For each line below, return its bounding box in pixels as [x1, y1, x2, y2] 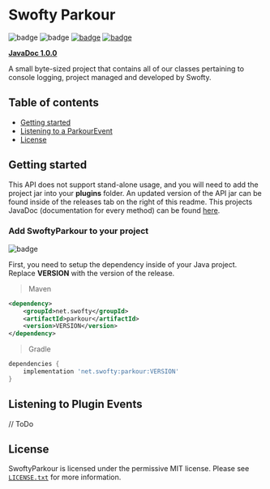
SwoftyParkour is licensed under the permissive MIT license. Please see [8, 464, 250, 474]
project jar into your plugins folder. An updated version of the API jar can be [8, 188, 262, 198]
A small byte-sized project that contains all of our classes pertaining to [8, 63, 245, 74]
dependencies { [8, 360, 60, 368]
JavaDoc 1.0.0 [8, 48, 58, 57]
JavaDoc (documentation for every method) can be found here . [8, 205, 221, 215]
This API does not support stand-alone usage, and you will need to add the [8, 180, 259, 189]
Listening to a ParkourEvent [19, 125, 113, 135]
